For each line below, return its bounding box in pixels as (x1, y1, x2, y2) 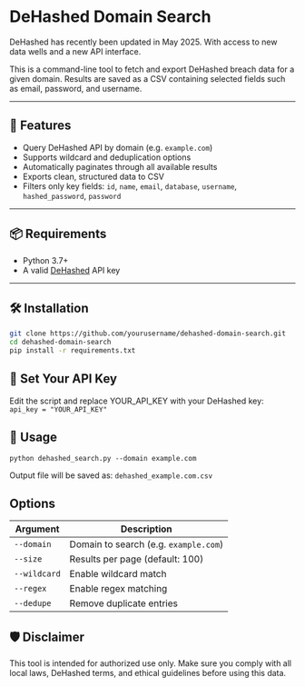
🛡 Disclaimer (9, 629, 84, 644)
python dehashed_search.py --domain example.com (9, 453, 197, 463)
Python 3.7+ (22, 254, 69, 265)
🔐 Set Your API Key (9, 371, 118, 387)
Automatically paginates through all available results (22, 161, 218, 172)
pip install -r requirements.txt (9, 346, 136, 355)
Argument (15, 523, 60, 535)
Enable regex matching (69, 582, 168, 595)
